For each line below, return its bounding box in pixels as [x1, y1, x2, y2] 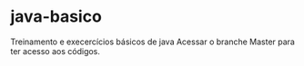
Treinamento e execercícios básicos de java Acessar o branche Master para [10, 36, 295, 47]
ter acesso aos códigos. [10, 45, 101, 56]
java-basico [10, 6, 103, 27]
